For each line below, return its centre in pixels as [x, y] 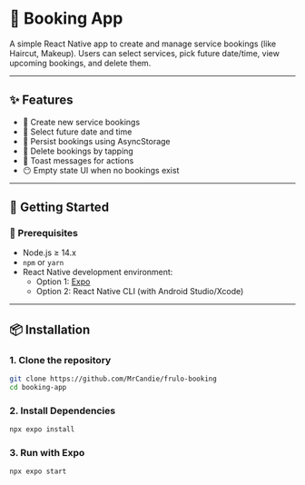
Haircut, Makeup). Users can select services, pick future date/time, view [144, 53]
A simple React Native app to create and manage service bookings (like [143, 44]
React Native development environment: [98, 272]
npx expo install [42, 430]
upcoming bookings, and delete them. [80, 63]
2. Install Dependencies [63, 411]
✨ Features [41, 100]
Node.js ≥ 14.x [49, 252]
